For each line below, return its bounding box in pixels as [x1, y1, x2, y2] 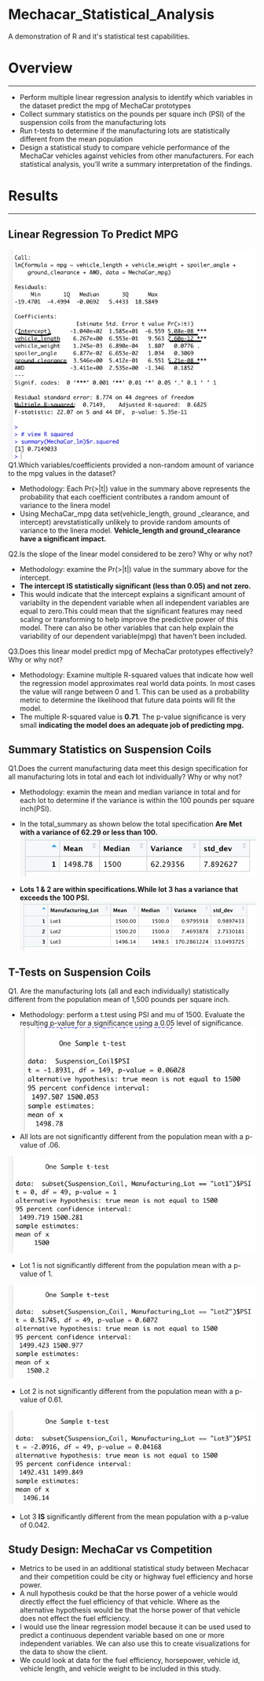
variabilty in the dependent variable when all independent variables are [19, 598, 250, 607]
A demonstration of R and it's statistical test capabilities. [8, 31, 190, 41]
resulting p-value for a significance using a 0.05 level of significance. [19, 1019, 244, 1028]
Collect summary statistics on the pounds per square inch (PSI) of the [19, 109, 246, 119]
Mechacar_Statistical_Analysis [8, 6, 214, 24]
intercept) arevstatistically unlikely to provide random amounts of [19, 517, 230, 526]
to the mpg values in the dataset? [8, 468, 116, 477]
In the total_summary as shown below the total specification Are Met [19, 820, 242, 829]
